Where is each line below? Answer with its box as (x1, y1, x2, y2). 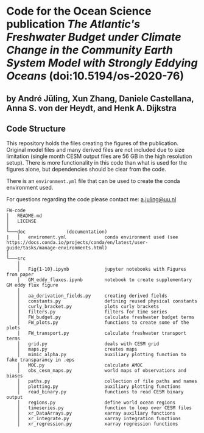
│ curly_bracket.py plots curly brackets (17, 304, 160, 310)
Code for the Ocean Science (6, 4, 152, 18)
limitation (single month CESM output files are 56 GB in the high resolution (6, 152, 192, 160)
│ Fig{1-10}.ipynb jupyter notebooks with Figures (17, 267, 187, 273)
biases (6, 373, 23, 379)
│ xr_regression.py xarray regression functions (17, 421, 178, 428)
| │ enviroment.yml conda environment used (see (6, 234, 178, 240)
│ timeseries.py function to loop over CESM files (17, 405, 192, 411)
